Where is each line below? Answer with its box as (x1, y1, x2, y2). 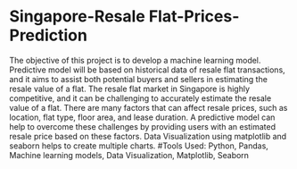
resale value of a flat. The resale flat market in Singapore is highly (9, 83, 251, 94)
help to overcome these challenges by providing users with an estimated (9, 121, 276, 131)
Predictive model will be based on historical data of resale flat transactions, (9, 64, 285, 75)
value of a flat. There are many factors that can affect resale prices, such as (9, 102, 288, 113)
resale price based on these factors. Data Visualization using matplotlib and (9, 131, 287, 141)
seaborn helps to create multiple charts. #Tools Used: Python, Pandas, (9, 140, 269, 151)
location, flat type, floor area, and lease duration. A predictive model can (9, 112, 276, 123)
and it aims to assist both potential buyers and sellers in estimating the (9, 73, 268, 84)
